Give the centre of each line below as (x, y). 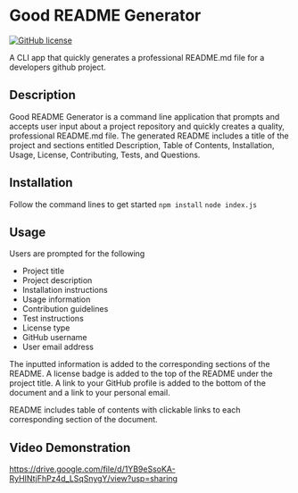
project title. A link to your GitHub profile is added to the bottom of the (137, 383)
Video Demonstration (70, 447)
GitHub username (54, 338)
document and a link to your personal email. (90, 393)
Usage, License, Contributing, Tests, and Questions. (105, 155)
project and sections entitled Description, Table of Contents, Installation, (142, 145)
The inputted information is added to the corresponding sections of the (140, 364)
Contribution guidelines (65, 309)
